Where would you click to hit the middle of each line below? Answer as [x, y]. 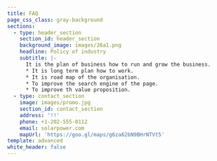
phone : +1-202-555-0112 [54, 122]
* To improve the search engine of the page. [92, 84]
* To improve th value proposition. [78, 90]
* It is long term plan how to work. [80, 71]
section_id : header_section [60, 39]
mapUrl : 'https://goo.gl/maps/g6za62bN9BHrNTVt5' [92, 134]
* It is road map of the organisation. [82, 77]
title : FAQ [23, 13]
